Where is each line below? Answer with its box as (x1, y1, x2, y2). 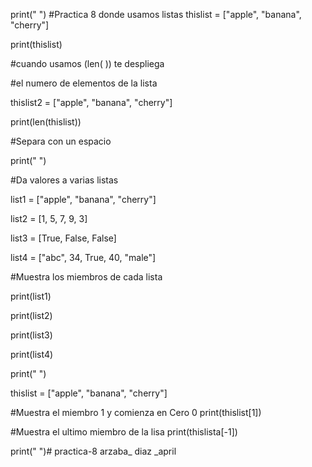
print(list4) (10, 349, 54, 360)
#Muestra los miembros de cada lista (10, 271, 163, 283)
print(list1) (10, 290, 52, 302)
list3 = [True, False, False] (10, 232, 117, 244)
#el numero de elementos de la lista (10, 77, 158, 89)
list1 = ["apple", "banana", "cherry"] (10, 194, 157, 205)
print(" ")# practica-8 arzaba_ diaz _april (10, 445, 177, 457)
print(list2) (10, 310, 53, 321)
